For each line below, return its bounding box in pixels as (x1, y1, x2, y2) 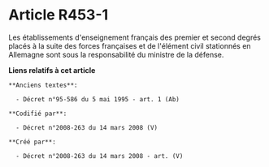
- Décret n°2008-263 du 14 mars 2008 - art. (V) (15, 152, 184, 160)
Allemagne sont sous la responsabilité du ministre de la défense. (8, 49, 224, 59)
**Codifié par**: (8, 109, 67, 118)
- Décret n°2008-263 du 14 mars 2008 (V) (15, 123, 158, 131)
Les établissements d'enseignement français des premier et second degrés (8, 32, 262, 42)
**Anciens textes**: (8, 81, 79, 89)
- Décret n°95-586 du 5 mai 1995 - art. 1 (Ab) (15, 95, 180, 103)
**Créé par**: (8, 138, 57, 146)
